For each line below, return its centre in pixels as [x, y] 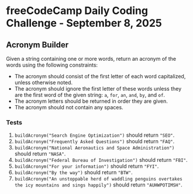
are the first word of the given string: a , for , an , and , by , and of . [90, 95]
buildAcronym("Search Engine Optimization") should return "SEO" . [94, 135]
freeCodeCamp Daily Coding [77, 11]
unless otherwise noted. [44, 82]
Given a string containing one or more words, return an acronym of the [91, 59]
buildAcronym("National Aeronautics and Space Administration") [94, 148]
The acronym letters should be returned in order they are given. [91, 101]
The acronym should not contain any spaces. [69, 107]
